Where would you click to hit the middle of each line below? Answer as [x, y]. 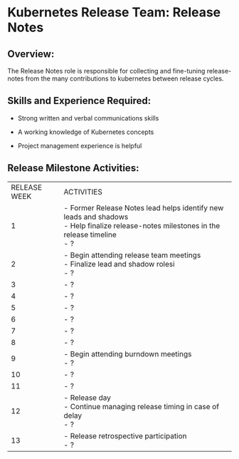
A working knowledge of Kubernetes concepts [86, 132]
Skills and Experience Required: [79, 101]
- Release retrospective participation [125, 435]
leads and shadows [96, 217]
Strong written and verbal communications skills [88, 118]
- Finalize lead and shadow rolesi [119, 264]
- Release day [87, 398]
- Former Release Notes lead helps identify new [144, 207]
